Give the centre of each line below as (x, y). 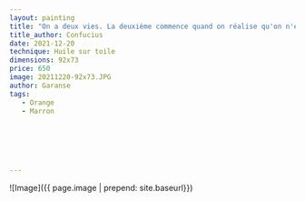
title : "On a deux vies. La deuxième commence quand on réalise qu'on (146, 26)
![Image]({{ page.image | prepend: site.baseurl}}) (101, 187)
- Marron (38, 111)
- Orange (38, 102)
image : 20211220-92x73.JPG (60, 77)
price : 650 (30, 69)
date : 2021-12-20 (42, 43)
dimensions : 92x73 (44, 60)
